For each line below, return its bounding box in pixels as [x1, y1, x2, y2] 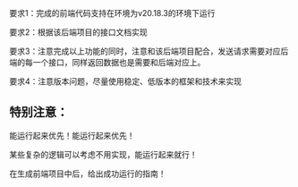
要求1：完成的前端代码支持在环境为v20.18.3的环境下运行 [9, 8, 216, 18]
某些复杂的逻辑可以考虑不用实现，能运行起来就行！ [9, 149, 198, 159]
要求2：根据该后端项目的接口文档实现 [9, 27, 148, 38]
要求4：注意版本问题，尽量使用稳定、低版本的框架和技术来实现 [9, 76, 243, 87]
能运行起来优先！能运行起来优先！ [9, 130, 135, 140]
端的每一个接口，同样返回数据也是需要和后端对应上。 [9, 57, 206, 67]
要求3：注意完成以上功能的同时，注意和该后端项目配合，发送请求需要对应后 [9, 46, 289, 56]
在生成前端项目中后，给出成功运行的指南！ [9, 168, 166, 179]
